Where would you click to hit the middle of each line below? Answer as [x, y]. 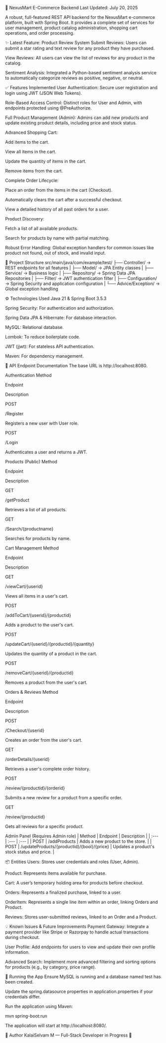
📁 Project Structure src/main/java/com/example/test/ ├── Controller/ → [78, 262]
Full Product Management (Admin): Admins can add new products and [77, 117]
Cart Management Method [32, 548]
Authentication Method [28, 375]
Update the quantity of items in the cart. [46, 161]
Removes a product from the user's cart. [46, 682]
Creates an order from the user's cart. [44, 740]
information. [18, 952]
